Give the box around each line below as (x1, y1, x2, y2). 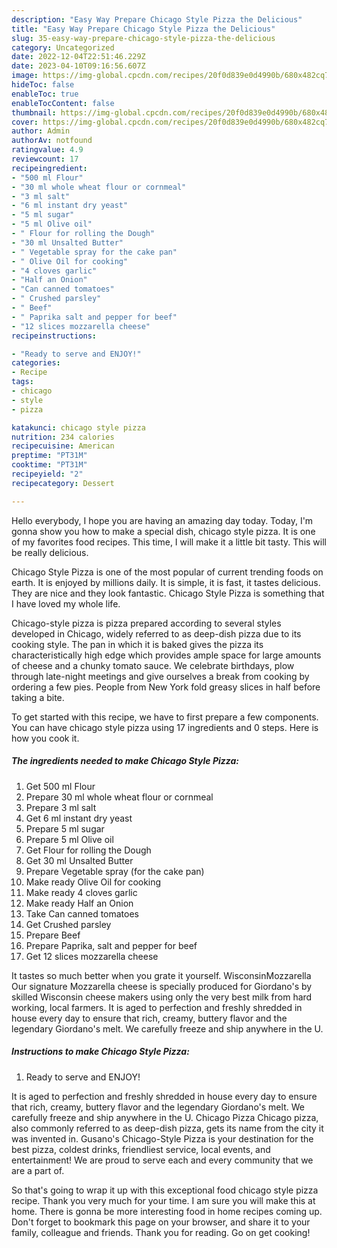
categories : (11, 358, 61, 368)
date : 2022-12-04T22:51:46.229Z (11, 52, 146, 62)
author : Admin (11, 126, 71, 136)
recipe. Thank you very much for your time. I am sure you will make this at (11, 1194, 316, 1206)
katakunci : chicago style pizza (11, 422, 146, 433)
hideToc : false (11, 80, 75, 90)
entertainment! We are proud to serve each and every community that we (11, 1154, 314, 1166)
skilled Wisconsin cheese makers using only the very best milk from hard (11, 991, 313, 1003)
